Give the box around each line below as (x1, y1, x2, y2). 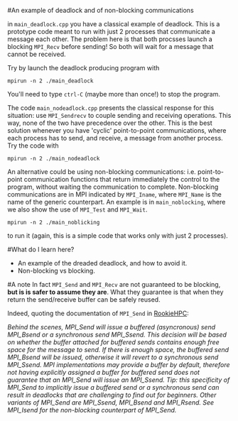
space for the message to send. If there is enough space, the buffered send (7, 346, 229, 354)
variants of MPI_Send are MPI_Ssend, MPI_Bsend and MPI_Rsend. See (7, 398, 215, 407)
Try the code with (7, 141, 59, 150)
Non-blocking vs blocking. (17, 266, 96, 275)
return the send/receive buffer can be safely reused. (7, 295, 161, 304)
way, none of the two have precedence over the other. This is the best (7, 119, 213, 127)
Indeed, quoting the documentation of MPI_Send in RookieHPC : (7, 309, 190, 317)
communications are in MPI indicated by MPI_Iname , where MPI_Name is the (7, 190, 222, 198)
